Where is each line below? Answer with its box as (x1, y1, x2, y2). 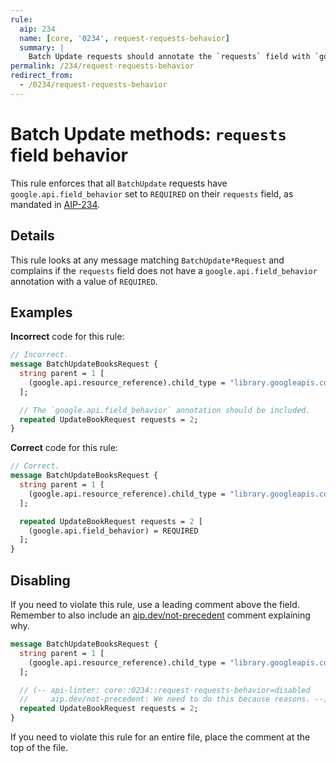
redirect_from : (10, 71, 74, 81)
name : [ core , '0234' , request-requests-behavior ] (19, 33, 230, 43)
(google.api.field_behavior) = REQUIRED (28, 526, 199, 536)
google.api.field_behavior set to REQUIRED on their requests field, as (10, 187, 294, 200)
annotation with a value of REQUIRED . (10, 275, 158, 287)
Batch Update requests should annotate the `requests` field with (28, 52, 311, 62)
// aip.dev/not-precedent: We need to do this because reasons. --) (19, 694, 329, 705)
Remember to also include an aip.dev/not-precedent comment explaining (10, 609, 311, 621)
